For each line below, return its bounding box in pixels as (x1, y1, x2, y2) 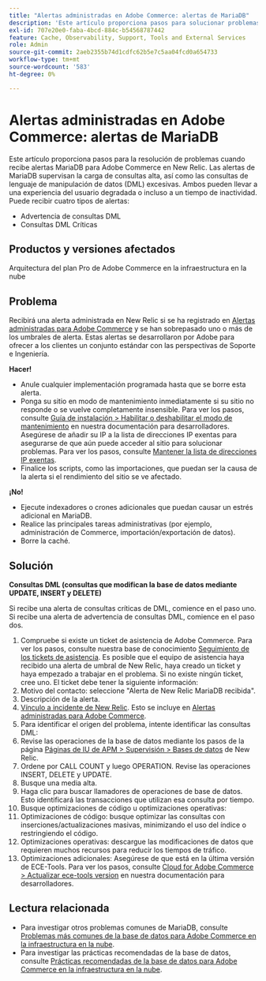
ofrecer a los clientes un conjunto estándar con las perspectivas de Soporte (9, 341, 256, 350)
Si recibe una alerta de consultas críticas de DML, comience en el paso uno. (9, 604, 257, 612)
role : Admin (9, 41, 48, 49)
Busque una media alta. (20, 778, 98, 788)
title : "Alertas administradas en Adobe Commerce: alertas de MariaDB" (9, 11, 249, 20)
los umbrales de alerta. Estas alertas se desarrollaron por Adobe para (9, 332, 235, 342)
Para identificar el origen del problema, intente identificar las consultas (20, 720, 251, 728)
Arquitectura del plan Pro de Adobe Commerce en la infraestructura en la (9, 264, 247, 273)
